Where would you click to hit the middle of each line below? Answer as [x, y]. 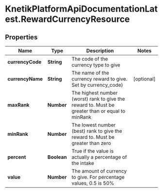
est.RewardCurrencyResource [67, 19]
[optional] [144, 79]
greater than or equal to [98, 111]
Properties [21, 37]
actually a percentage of [99, 157]
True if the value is [93, 151]
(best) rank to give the [97, 131]
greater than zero [91, 143]
